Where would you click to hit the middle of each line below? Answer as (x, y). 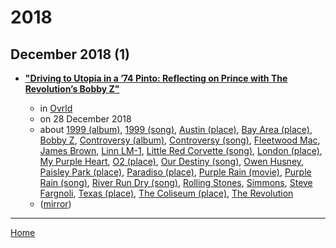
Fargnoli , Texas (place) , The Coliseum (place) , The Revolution (166, 193)
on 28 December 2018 (85, 119)
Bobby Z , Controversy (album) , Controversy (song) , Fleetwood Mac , (180, 140)
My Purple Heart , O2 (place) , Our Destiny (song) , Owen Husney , (172, 161)
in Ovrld (56, 108)
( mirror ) (55, 204)
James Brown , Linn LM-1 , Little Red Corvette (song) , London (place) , (181, 150)
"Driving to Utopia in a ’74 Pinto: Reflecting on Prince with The (156, 78)
